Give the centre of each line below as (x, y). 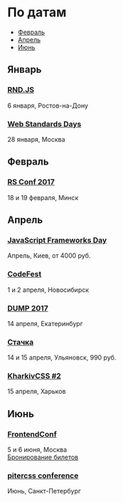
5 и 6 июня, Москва (37, 450)
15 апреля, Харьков (37, 392)
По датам (37, 12)
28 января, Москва (36, 139)
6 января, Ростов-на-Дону (48, 105)
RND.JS (21, 90)
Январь (25, 69)
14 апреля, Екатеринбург (45, 323)
